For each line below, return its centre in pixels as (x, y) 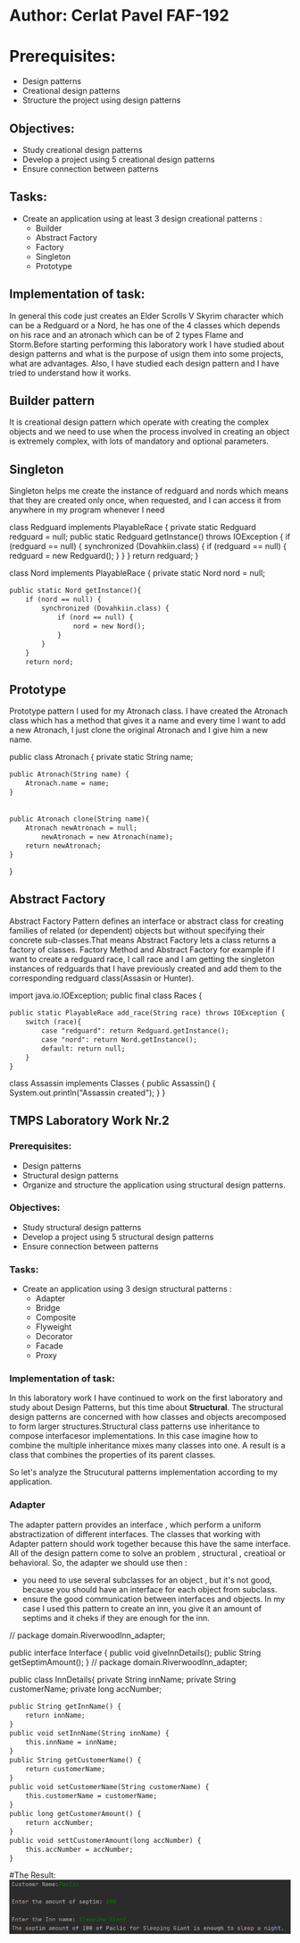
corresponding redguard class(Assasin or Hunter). (102, 978)
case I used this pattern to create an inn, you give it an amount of (142, 1608)
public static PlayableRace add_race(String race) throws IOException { (147, 1013)
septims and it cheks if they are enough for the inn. (116, 1618)
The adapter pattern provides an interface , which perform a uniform (135, 1525)
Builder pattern (52, 400)
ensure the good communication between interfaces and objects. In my (154, 1599)
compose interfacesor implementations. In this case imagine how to (134, 1436)
